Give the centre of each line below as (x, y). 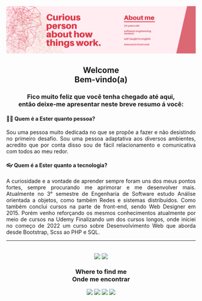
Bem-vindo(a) (101, 80)
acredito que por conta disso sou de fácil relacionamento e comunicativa (101, 145)
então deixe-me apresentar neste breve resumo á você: (101, 105)
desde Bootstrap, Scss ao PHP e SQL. (53, 232)
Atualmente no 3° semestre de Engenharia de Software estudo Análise (101, 193)
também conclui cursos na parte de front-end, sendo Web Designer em (101, 206)
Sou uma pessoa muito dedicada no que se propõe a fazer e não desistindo (101, 132)
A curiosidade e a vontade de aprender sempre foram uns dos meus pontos (101, 181)
